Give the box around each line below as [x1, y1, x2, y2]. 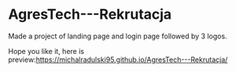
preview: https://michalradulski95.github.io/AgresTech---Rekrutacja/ [8, 55, 228, 64]
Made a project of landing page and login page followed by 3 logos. [8, 31, 227, 41]
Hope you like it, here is [8, 46, 85, 56]
